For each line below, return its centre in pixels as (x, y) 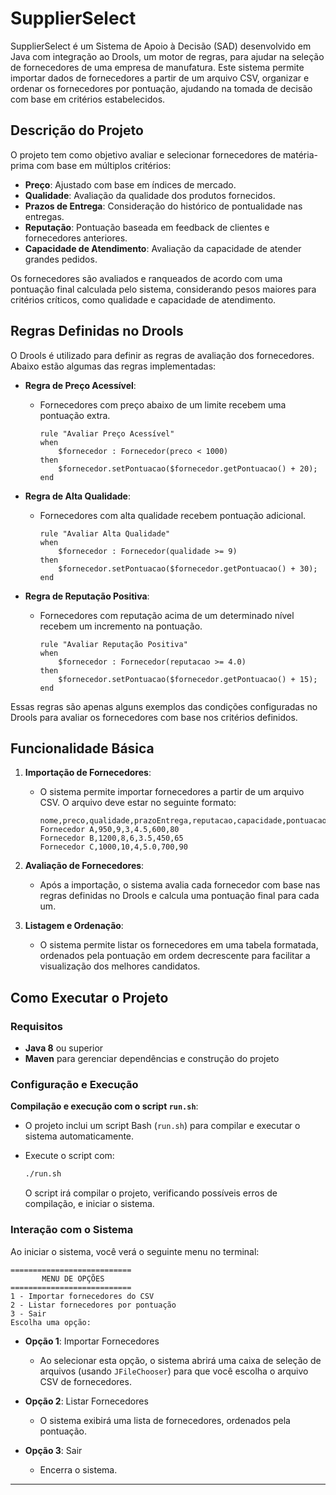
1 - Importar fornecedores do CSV (82, 1296)
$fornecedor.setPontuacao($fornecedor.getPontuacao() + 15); (188, 679)
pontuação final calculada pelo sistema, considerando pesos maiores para (163, 289)
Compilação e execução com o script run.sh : (104, 1106)
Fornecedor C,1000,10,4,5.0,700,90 (113, 847)
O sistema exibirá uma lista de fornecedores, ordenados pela (165, 1420)
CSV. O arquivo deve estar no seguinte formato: (138, 803)
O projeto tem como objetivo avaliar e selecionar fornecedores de (146, 154)
